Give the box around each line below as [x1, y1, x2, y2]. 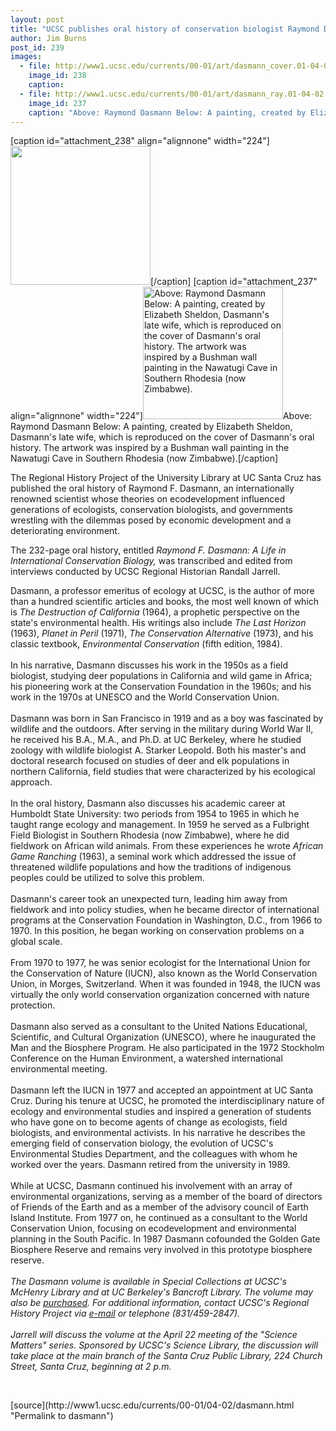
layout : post [10, 14, 65, 25]
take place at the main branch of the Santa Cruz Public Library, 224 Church [10, 1350, 323, 1362]
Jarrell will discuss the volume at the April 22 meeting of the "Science [10, 1329, 298, 1341]
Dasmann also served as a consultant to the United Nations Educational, [10, 1021, 308, 1033]
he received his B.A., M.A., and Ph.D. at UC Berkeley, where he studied [10, 734, 302, 746]
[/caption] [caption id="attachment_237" [150, 276, 318, 288]
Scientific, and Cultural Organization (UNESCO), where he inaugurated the [10, 1031, 317, 1043]
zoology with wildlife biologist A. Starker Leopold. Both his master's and [10, 744, 307, 756]
